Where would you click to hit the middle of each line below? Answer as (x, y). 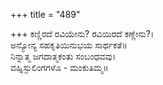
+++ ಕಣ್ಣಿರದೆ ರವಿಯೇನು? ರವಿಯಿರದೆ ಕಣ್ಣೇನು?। (82, 33)
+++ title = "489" (45, 14)
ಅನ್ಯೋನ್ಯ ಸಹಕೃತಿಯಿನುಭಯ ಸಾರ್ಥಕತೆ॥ (69, 45)
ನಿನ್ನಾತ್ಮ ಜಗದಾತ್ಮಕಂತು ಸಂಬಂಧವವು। (63, 56)
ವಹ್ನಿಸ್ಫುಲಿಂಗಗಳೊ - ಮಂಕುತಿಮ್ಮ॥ (59, 67)
